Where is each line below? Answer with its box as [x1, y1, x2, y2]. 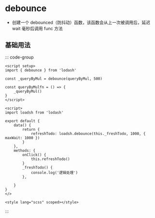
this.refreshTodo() [30, 157, 70, 161]
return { [22, 127, 40, 132]
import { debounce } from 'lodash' [5, 68, 77, 73]
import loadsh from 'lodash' [5, 110, 64, 115]
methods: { [14, 148, 36, 153]
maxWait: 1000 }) [5, 135, 40, 140]
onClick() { [22, 152, 47, 157]
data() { [14, 123, 31, 128]
